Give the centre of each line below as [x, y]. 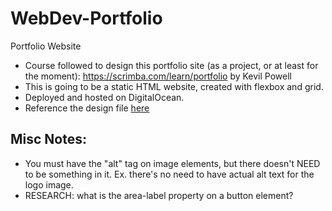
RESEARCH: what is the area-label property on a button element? [159, 195]
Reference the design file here [87, 108]
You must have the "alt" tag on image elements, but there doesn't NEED [172, 163]
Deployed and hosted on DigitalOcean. [104, 97]
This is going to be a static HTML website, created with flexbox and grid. [174, 86]
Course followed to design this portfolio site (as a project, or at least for [171, 65]
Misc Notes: [49, 139]
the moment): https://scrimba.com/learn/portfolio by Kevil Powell [158, 76]
